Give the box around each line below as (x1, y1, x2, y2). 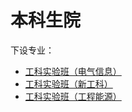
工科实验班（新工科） (24, 77, 113, 90)
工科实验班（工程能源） (24, 90, 122, 102)
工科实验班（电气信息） (24, 65, 122, 77)
